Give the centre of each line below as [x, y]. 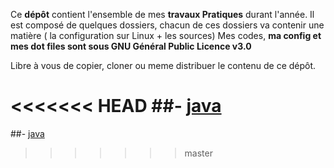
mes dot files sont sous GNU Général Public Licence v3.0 [131, 46]
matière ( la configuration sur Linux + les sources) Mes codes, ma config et [166, 35]
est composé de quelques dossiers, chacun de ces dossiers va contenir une [167, 25]
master [198, 153]
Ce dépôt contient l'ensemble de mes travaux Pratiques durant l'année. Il [162, 14]
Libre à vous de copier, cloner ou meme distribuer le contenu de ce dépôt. [163, 65]
